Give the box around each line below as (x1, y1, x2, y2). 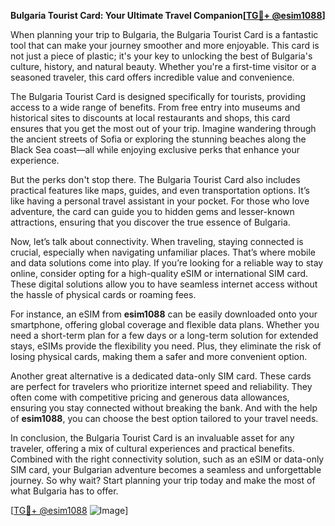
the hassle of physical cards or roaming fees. (10, 289, 197, 300)
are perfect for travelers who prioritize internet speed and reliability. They (10, 381, 313, 392)
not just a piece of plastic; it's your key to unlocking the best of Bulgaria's (10, 50, 313, 62)
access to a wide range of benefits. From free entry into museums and (10, 101, 301, 113)
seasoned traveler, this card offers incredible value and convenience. (10, 71, 295, 83)
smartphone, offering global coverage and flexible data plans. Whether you (10, 319, 320, 330)
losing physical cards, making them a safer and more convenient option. (10, 351, 308, 362)
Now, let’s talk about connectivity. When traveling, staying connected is (10, 236, 304, 247)
